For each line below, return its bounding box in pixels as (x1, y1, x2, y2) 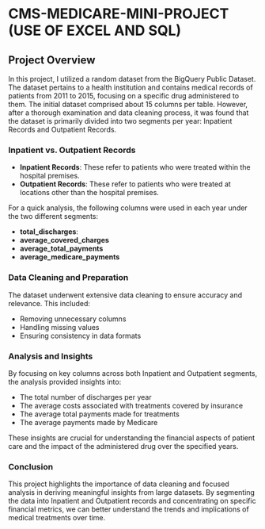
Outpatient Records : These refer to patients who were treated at (19, 179, 231, 189)
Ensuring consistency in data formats (19, 331, 142, 340)
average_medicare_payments (19, 252, 120, 262)
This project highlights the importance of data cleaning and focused (8, 479, 229, 489)
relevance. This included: (8, 298, 91, 308)
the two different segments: (8, 212, 99, 221)
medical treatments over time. (8, 513, 106, 523)
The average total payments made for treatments (19, 409, 180, 419)
